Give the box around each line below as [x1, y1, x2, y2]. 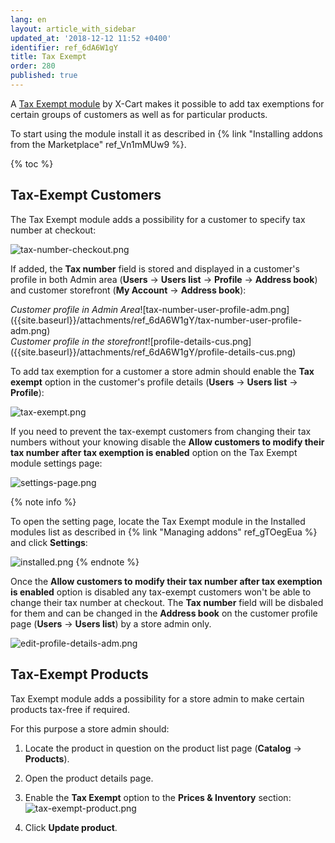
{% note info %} [10, 496, 77, 508]
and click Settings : [10, 536, 88, 548]
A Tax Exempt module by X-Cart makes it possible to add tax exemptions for [10, 97, 325, 110]
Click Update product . [24, 821, 118, 833]
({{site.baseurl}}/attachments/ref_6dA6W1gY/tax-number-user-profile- [10, 314, 303, 326]
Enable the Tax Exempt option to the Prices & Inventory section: [24, 791, 292, 803]
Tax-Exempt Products [10, 666, 149, 683]
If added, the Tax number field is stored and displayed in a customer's [10, 262, 300, 275]
